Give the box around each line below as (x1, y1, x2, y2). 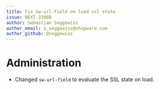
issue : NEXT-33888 (6, 14, 52, 20)
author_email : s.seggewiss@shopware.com (6, 25, 108, 31)
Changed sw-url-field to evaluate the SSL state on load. (14, 76, 155, 83)
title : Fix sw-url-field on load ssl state (6, 8, 116, 15)
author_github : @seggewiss (6, 31, 73, 37)
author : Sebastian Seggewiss (6, 20, 79, 26)
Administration (6, 56, 81, 70)
